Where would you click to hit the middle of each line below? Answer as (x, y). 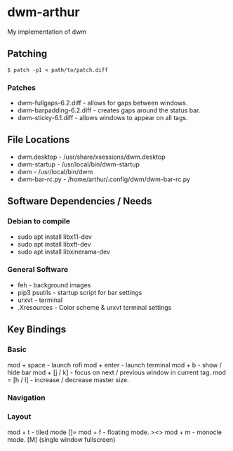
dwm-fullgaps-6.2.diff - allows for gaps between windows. (102, 103)
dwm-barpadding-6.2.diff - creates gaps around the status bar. (109, 110)
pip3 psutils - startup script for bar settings (80, 292)
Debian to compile (39, 221)
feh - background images (54, 285)
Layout (19, 417)
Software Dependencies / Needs (80, 201)
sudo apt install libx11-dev (55, 237)
